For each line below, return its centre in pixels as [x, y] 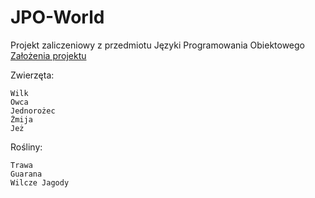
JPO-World [57, 17]
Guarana [26, 174]
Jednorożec [33, 111]
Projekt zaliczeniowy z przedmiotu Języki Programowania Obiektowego [158, 45]
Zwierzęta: [32, 75]
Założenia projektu [48, 55]
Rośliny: [26, 147]
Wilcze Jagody [40, 182]
